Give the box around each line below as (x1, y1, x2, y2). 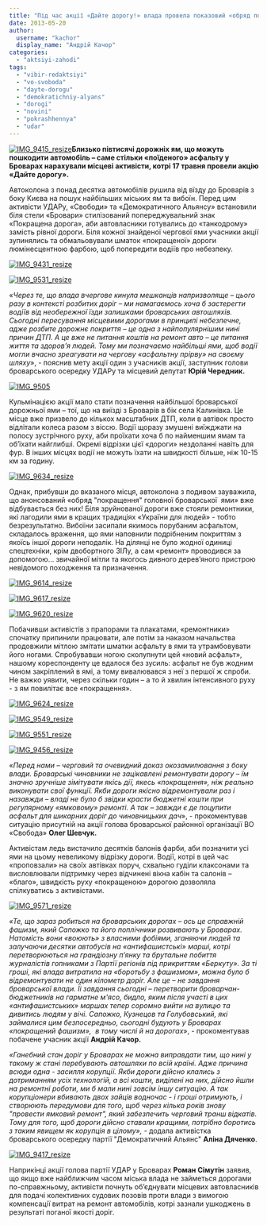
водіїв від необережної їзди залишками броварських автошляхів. (9, 307, 233, 316)
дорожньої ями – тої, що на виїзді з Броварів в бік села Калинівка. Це (9, 405, 244, 415)
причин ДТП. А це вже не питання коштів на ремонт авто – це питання (9, 332, 249, 342)
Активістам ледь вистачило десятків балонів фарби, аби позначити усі (9, 843, 249, 852)
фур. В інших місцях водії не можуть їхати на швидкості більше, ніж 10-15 (9, 447, 258, 457)
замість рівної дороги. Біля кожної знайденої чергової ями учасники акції (9, 227, 259, 237)
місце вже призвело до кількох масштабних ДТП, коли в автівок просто (9, 414, 254, 423)
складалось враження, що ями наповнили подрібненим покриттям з (9, 529, 242, 539)
